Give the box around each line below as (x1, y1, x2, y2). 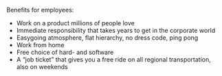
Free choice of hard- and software (16, 48, 114, 56)
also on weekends (16, 63, 68, 71)
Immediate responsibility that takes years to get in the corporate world (16, 27, 216, 34)
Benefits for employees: (6, 6, 74, 14)
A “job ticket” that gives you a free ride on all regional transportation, (16, 55, 211, 64)
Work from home (16, 41, 65, 49)
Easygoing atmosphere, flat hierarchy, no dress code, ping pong (16, 34, 199, 42)
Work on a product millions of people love (16, 19, 135, 27)
